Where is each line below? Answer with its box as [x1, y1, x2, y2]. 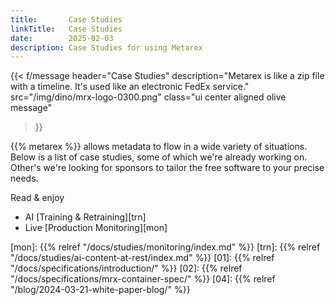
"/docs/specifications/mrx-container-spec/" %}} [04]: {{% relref [10, 273, 276, 285]
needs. [10, 172, 39, 185]
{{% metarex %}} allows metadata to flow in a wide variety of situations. [10, 141, 308, 153]
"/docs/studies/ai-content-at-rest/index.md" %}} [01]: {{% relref [10, 252, 275, 264]
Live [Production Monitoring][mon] [24, 222, 168, 234]
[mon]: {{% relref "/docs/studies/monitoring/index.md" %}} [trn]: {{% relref [10, 241, 321, 253]
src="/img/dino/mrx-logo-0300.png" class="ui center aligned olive [10, 91, 287, 103]
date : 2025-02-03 [10, 33, 114, 43]
